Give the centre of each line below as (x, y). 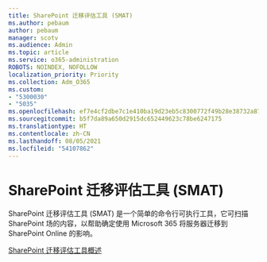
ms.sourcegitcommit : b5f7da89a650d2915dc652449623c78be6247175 (115, 119)
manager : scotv (33, 38)
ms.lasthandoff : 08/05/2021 (55, 141)
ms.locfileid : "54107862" (51, 148)
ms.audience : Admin (41, 45)
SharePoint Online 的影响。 (52, 233)
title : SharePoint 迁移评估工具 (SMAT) (71, 15)
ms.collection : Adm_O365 (49, 82)
